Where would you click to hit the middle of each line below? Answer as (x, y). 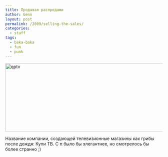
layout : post (19, 19)
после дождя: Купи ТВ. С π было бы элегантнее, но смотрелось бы (77, 143)
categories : (17, 28)
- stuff (18, 33)
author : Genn (19, 14)
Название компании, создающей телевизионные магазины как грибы (80, 138)
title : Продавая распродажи (34, 10)
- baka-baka (22, 42)
